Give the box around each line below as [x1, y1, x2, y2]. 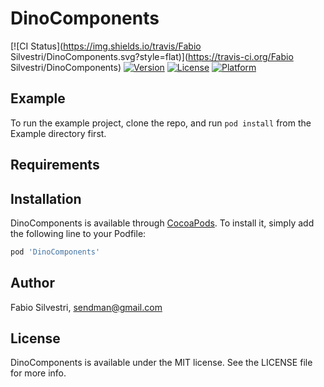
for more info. [10, 367, 67, 379]
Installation [10, 190, 82, 207]
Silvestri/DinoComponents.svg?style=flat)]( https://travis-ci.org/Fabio [10, 50, 294, 62]
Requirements [10, 157, 100, 174]
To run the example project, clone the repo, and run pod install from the [10, 117, 312, 129]
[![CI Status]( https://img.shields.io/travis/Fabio [10, 40, 202, 52]
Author [10, 275, 55, 292]
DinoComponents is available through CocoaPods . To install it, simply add [10, 217, 315, 229]
